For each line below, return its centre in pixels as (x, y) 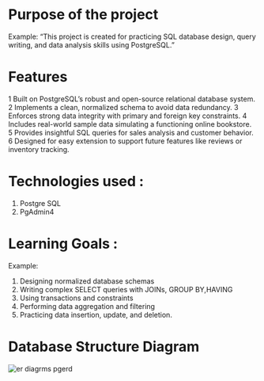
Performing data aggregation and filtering (87, 306)
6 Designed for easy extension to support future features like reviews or (125, 141)
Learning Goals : (63, 244)
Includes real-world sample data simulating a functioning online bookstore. (130, 124)
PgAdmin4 (37, 211)
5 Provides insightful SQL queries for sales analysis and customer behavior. (131, 132)
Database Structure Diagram (104, 347)
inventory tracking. (39, 149)
